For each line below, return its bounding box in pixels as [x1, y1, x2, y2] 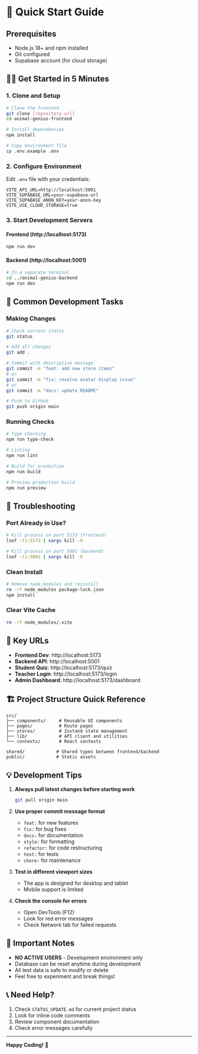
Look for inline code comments [14, 1012, 90, 1019]
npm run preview [6, 485, 46, 491]
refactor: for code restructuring [23, 844, 103, 851]
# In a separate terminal [6, 269, 70, 276]
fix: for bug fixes [23, 825, 67, 833]
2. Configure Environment [6, 162, 82, 170]
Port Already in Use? [6, 519, 67, 527]
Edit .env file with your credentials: [6, 176, 90, 183]
